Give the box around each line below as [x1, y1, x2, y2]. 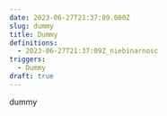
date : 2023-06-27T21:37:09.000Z [9, 13, 130, 22]
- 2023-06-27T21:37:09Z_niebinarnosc [17, 47, 159, 56]
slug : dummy [9, 22, 54, 31]
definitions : [9, 38, 58, 48]
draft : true [9, 72, 54, 81]
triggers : [9, 55, 47, 64]
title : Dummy [9, 30, 58, 39]
